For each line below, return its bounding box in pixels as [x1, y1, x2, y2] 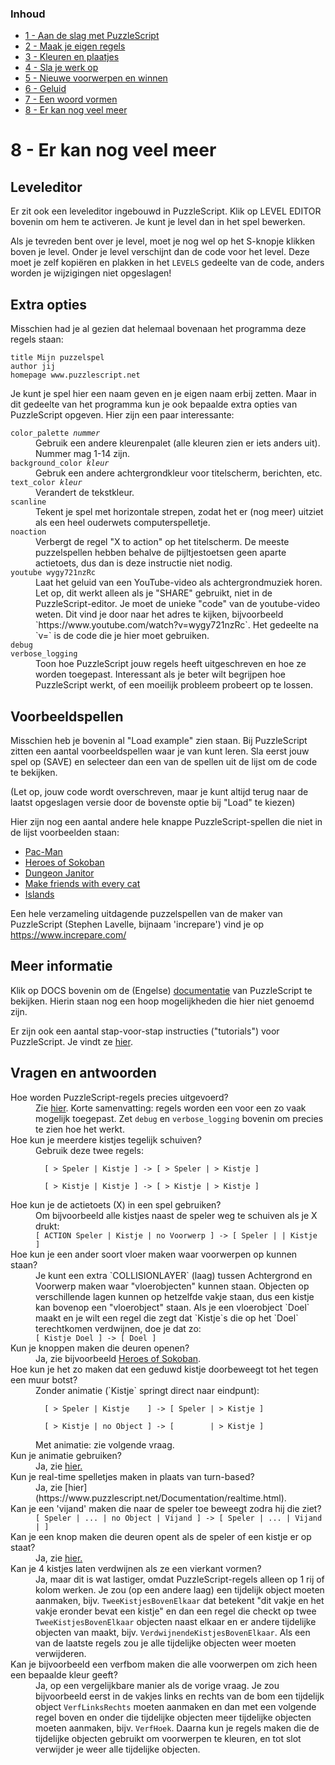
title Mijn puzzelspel [10, 353, 105, 363]
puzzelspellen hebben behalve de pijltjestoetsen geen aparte [35, 547, 287, 559]
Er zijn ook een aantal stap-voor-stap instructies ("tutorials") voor [10, 1025, 280, 1037]
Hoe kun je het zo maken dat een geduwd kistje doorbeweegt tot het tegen [10, 1363, 319, 1375]
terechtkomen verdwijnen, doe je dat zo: [35, 1322, 202, 1334]
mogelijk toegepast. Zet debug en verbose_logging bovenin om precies [35, 1112, 324, 1124]
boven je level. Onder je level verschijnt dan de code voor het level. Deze [10, 246, 310, 258]
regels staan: [10, 333, 64, 346]
